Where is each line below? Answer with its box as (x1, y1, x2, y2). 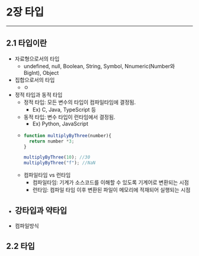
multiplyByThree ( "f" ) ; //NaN (23, 160, 96, 166)
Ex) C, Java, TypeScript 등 (32, 106, 97, 113)
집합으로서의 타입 (14, 76, 55, 83)
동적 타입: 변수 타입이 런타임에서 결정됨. (23, 113, 115, 121)
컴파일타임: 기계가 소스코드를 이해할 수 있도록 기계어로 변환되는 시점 (32, 179, 190, 186)
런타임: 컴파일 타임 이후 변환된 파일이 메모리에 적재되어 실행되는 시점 (32, 187, 191, 194)
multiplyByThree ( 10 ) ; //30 (23, 154, 91, 160)
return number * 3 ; (28, 138, 75, 144)
